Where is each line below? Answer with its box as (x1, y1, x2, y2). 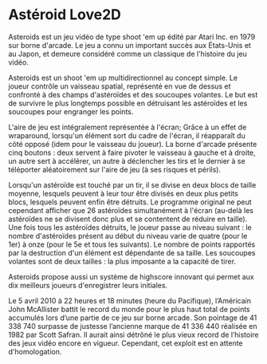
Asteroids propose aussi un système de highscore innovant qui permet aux (8, 271, 254, 281)
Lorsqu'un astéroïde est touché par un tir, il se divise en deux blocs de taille (8, 180, 257, 189)
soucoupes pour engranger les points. (8, 106, 134, 117)
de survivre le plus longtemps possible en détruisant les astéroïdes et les (8, 98, 248, 108)
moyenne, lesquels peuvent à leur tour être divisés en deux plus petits (8, 188, 239, 198)
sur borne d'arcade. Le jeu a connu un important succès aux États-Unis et (8, 40, 251, 49)
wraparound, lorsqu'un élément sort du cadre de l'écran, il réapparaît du (8, 130, 245, 140)
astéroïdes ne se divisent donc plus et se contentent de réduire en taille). (8, 214, 248, 224)
